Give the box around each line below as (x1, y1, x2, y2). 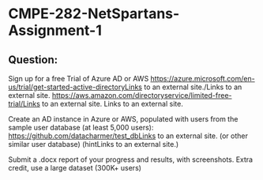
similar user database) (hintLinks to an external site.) (8, 140, 179, 148)
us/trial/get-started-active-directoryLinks (8, 82, 142, 92)
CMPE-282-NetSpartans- (8, 5, 180, 23)
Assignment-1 (8, 21, 103, 39)
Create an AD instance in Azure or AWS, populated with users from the (8, 114, 239, 123)
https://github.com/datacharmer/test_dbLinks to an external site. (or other (8, 131, 249, 141)
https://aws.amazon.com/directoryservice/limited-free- (51, 91, 232, 99)
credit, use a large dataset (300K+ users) (8, 163, 142, 172)
